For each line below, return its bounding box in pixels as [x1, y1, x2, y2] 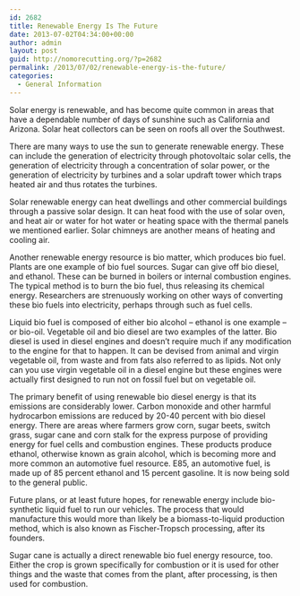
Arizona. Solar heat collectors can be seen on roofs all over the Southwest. [9, 123, 285, 134]
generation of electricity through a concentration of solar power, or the [9, 160, 270, 170]
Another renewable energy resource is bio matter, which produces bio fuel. [9, 252, 287, 263]
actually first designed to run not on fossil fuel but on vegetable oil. [9, 374, 257, 384]
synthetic [9, 504, 44, 514]
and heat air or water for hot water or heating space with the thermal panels [9, 215, 289, 226]
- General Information [17, 80, 102, 89]
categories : [9, 72, 54, 81]
